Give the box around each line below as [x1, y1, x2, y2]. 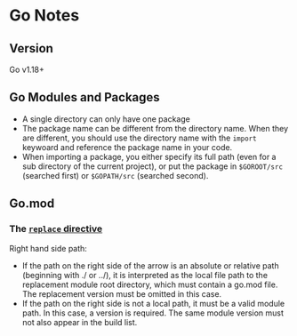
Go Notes [9, 5, 80, 26]
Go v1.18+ [9, 64, 44, 75]
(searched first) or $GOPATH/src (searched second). [21, 170, 209, 180]
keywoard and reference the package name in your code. [21, 141, 233, 152]
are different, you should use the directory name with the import [21, 132, 257, 143]
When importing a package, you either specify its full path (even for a [21, 151, 277, 162]
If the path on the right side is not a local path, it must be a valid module [21, 298, 285, 308]
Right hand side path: [9, 243, 87, 253]
